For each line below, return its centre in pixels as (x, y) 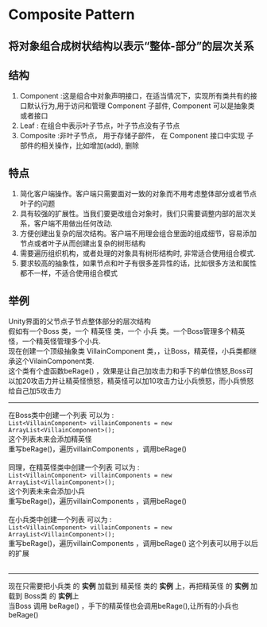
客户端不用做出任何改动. (73, 223)
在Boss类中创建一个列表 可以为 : (61, 416)
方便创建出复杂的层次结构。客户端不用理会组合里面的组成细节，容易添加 (138, 234)
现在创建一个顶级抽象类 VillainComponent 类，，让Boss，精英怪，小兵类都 (129, 351)
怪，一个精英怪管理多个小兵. (55, 341)
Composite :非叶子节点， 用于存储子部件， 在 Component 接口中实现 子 (137, 136)
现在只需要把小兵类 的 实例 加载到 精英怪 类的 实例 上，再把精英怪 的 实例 (128, 586)
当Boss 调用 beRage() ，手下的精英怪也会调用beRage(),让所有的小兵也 (124, 606)
